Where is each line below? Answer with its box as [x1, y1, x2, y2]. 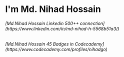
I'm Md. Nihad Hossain [5, 3, 101, 15]
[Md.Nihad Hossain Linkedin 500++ [5, 20, 79, 26]
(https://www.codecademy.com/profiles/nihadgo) [5, 46, 107, 52]
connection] [79, 20, 105, 26]
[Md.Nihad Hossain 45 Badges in [5, 41, 74, 47]
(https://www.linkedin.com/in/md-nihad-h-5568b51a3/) [5, 25, 119, 31]
